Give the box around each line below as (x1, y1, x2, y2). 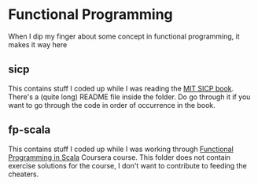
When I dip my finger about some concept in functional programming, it (8, 31, 240, 41)
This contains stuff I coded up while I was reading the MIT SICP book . (8, 83, 234, 93)
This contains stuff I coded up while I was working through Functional (8, 144, 234, 154)
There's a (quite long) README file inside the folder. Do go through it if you (8, 92, 251, 102)
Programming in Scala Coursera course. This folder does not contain (8, 152, 230, 162)
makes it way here (8, 39, 68, 49)
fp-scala (8, 124, 51, 137)
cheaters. (8, 169, 39, 179)
